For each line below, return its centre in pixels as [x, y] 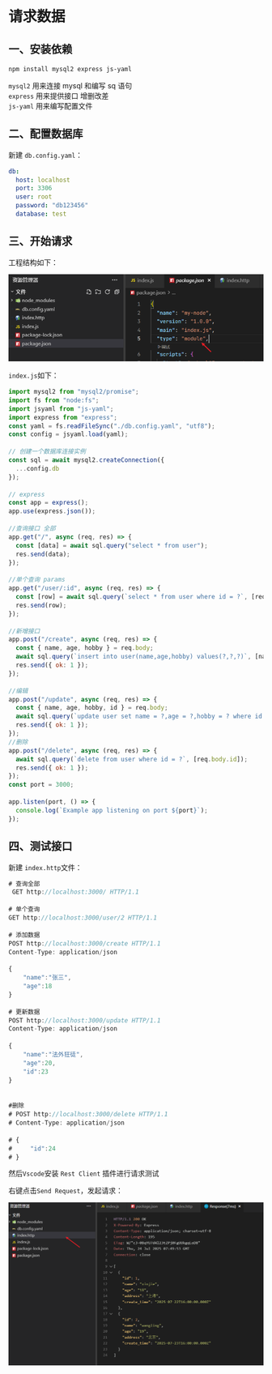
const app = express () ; [49, 503]
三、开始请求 [40, 241]
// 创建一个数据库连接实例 [47, 452]
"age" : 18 [38, 986]
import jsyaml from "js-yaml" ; [61, 409]
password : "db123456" [52, 206]
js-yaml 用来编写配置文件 [51, 105]
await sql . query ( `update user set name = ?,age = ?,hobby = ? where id [139, 717]
